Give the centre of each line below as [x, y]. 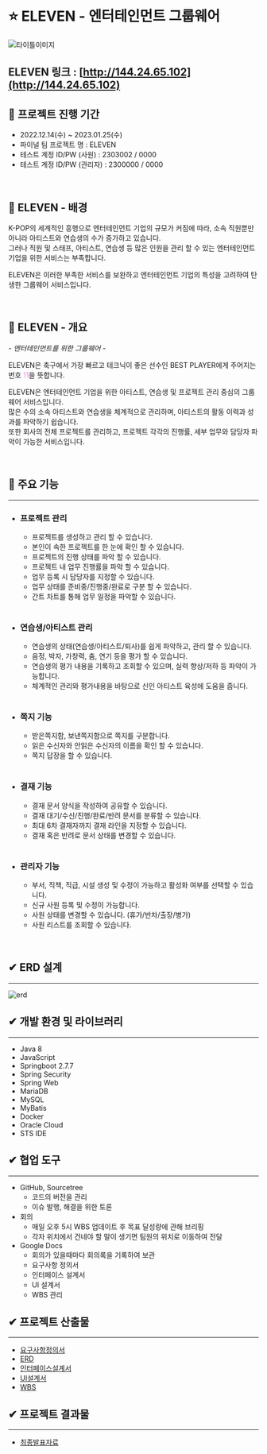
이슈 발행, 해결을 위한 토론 [72, 1207]
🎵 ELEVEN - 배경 [48, 207]
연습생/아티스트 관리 [56, 627]
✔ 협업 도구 [35, 1160]
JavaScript [37, 1057]
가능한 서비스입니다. [54, 441]
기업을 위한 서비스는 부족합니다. [57, 257]
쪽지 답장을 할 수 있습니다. [72, 756]
